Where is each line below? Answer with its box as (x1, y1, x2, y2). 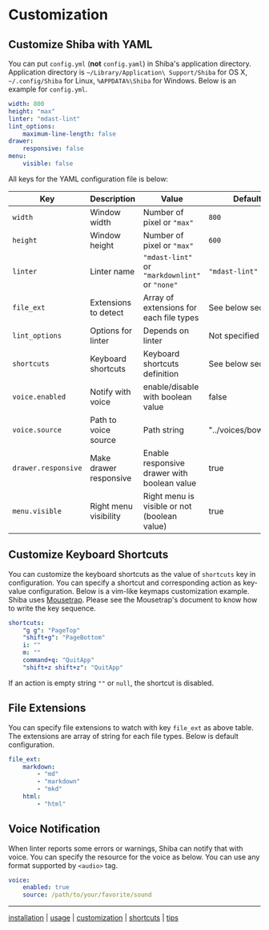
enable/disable (143, 381, 199, 392)
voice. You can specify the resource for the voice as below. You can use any (8, 852, 260, 862)
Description (90, 193, 136, 204)
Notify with (90, 386, 131, 397)
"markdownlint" (143, 270, 202, 280)
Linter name (90, 266, 135, 277)
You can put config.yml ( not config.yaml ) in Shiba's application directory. (8, 59, 251, 68)
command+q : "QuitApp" (22, 656, 94, 664)
